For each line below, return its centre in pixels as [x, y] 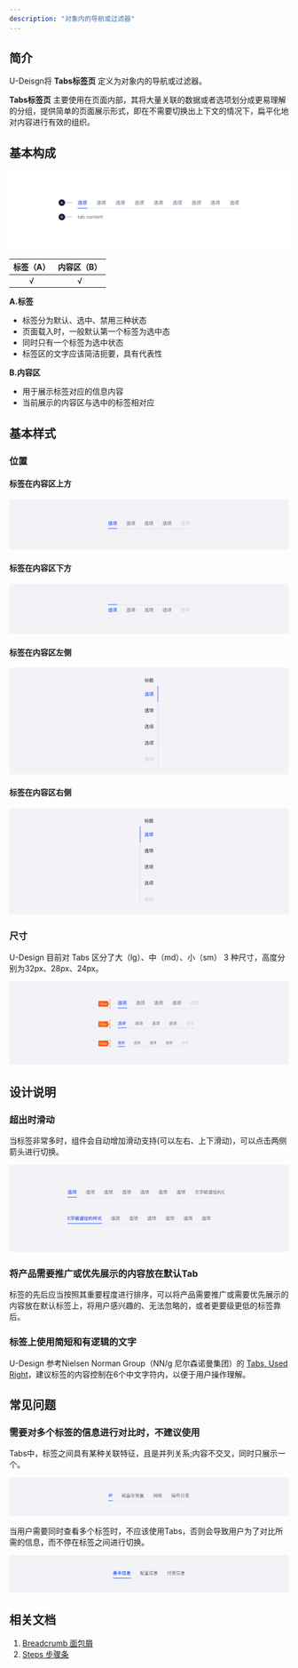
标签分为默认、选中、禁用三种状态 [84, 321]
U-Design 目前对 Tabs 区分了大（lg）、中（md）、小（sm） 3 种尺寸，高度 [143, 957]
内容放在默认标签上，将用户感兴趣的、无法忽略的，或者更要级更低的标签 [141, 1305]
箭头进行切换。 [36, 1152]
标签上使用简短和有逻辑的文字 [73, 1342]
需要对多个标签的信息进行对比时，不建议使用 [105, 1433]
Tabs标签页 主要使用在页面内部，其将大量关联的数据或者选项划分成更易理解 [148, 100]
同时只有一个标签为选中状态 [73, 343]
